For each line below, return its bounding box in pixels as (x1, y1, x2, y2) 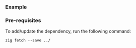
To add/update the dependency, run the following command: (5, 28, 131, 34)
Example (5, 3, 27, 10)
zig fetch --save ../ (5, 38, 51, 43)
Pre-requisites (5, 16, 41, 23)
